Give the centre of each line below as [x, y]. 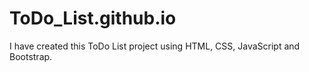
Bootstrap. [31, 56]
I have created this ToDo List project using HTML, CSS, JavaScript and [155, 46]
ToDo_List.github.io [93, 18]
